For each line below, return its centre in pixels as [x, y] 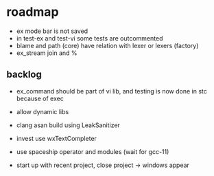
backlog [24, 75]
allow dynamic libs [43, 111]
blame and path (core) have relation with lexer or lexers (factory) [107, 45]
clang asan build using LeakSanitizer [68, 125]
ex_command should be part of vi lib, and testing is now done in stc [111, 91]
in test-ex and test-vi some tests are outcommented [90, 38]
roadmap [33, 12]
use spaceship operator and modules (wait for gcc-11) [93, 151]
